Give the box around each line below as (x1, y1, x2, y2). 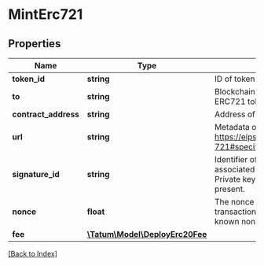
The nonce (214, 197, 255, 207)
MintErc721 (8, 6, 83, 24)
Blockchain (214, 87, 255, 97)
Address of (214, 109, 255, 120)
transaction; (214, 206, 258, 217)
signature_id (12, 169, 60, 179)
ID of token (214, 73, 255, 84)
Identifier (214, 154, 248, 164)
